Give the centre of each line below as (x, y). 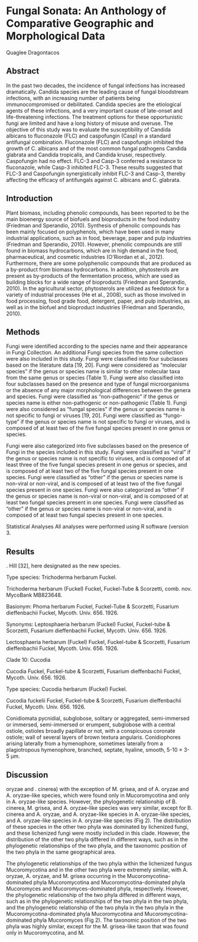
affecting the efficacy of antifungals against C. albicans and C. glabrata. (94, 180)
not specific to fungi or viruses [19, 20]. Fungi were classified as (84, 415)
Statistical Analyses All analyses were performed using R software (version (98, 527)
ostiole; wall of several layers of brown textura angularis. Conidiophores (94, 737)
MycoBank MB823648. (34, 595)
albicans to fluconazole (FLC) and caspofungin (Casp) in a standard (89, 136)
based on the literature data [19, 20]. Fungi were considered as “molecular (97, 365)
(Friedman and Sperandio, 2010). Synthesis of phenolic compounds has (93, 225)
